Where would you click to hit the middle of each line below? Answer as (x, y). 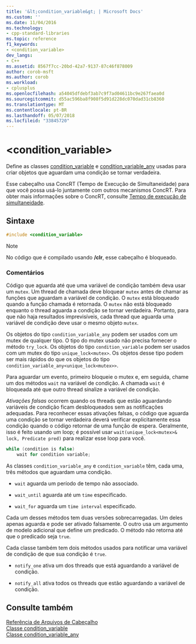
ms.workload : (22, 83)
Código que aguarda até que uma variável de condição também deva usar (96, 285)
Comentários (25, 272)
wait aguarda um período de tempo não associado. (77, 483)
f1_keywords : (22, 45)
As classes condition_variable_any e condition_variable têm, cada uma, (95, 466)
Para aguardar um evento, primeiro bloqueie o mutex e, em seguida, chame (97, 377)
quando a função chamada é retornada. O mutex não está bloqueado (89, 304)
